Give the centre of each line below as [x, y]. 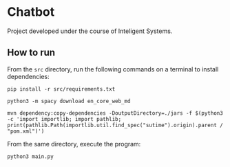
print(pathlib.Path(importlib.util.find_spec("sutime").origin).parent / [115, 125]
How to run [31, 53]
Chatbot [31, 12]
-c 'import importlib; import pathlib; [64, 119]
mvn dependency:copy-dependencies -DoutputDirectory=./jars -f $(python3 [115, 113]
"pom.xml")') [26, 131]
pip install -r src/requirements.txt [61, 89]
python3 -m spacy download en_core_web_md [69, 101]
